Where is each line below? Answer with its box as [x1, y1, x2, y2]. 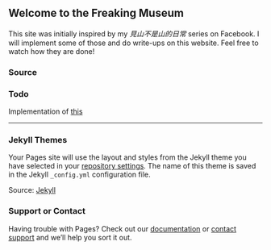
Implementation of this [8, 106, 83, 116]
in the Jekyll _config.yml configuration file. [8, 169, 151, 180]
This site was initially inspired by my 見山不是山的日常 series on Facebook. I [8, 28, 260, 39]
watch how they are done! [8, 46, 95, 56]
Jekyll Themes [8, 134, 68, 145]
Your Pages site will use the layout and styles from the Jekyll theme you [8, 152, 248, 162]
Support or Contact [8, 206, 86, 217]
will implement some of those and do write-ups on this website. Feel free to [8, 38, 260, 48]
